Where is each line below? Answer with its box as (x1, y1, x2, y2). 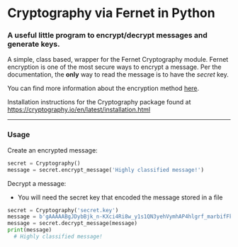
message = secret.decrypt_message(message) (7, 220, 138, 227)
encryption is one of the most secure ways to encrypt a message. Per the (7, 62, 222, 72)
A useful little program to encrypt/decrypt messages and (7, 31, 208, 40)
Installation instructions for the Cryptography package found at (7, 98, 191, 106)
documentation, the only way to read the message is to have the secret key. (7, 70, 229, 79)
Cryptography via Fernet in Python (7, 5, 215, 21)
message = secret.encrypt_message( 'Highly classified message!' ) (7, 166, 204, 173)
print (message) (7, 226, 52, 234)
